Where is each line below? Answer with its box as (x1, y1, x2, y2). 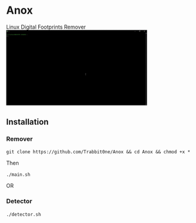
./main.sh (6, 172, 31, 178)
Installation (6, 117, 49, 127)
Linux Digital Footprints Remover (6, 23, 86, 30)
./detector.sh (6, 211, 42, 218)
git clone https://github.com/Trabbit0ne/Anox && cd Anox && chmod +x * (6, 149, 191, 155)
